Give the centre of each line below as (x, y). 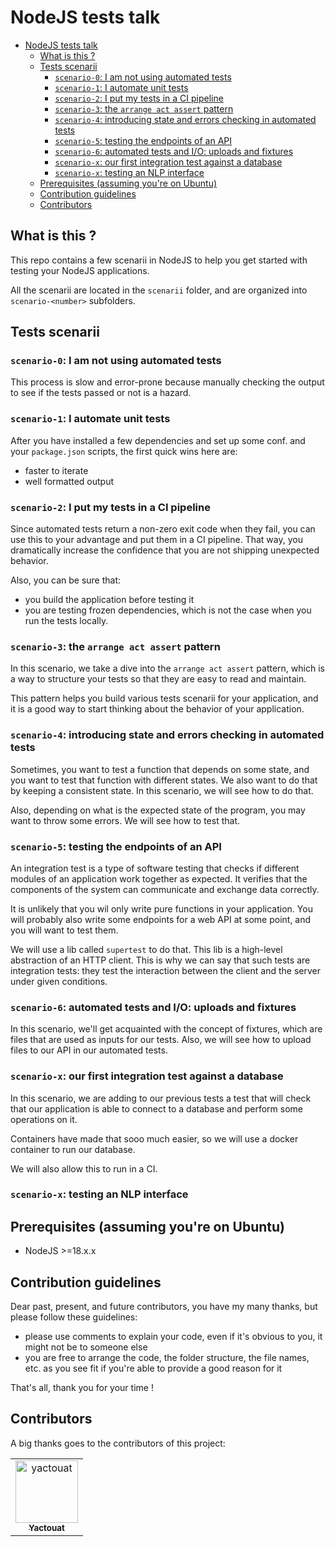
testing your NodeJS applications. (80, 270)
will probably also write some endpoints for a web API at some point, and (161, 919)
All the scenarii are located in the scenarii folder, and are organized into (159, 290)
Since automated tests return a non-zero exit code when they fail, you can (163, 529)
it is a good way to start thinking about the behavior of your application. (157, 709)
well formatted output (69, 481)
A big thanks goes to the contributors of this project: (118, 1443)
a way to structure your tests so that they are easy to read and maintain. (158, 679)
